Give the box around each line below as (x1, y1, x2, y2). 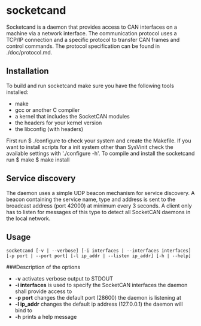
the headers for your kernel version (14, 119, 102, 126)
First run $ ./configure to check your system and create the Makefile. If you (6, 137, 191, 144)
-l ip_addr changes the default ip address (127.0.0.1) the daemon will (14, 300, 183, 308)
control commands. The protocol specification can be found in (6, 42, 160, 50)
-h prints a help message (14, 313, 77, 321)
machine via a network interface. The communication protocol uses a (6, 29, 178, 36)
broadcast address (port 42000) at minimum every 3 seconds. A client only (6, 202, 193, 209)
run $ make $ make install (6, 156, 70, 163)
